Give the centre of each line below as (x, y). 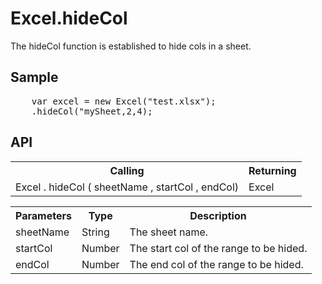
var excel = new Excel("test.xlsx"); (124, 101)
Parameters (43, 215)
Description (218, 215)
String (95, 232)
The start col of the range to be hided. (218, 248)
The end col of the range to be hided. (216, 264)
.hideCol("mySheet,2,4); (92, 111)
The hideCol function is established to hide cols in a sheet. (131, 46)
